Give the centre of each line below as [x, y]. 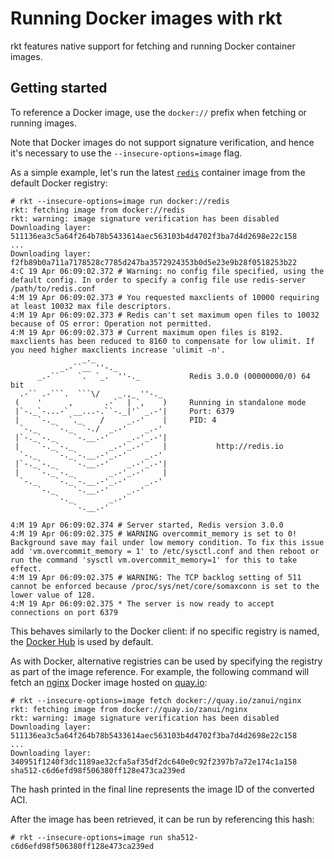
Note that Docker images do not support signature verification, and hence [162, 142]
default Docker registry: [59, 183]
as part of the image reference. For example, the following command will [160, 671]
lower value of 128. [53, 595]
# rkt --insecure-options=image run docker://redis [120, 201]
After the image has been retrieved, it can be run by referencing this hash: [162, 819]
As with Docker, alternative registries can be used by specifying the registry [166, 661]
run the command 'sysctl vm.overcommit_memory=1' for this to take [154, 560]
